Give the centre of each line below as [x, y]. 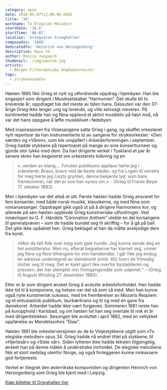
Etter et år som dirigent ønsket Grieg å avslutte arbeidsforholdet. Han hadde [83, 284]
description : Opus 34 [28, 51]
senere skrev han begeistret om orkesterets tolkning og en [65, 156]
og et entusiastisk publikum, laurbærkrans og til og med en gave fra [75, 300]
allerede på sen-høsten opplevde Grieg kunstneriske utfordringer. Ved [77, 212]
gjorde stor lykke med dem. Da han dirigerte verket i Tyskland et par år [78, 150]
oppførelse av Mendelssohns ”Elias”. [43, 321]
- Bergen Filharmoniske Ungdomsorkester [52, 70]
